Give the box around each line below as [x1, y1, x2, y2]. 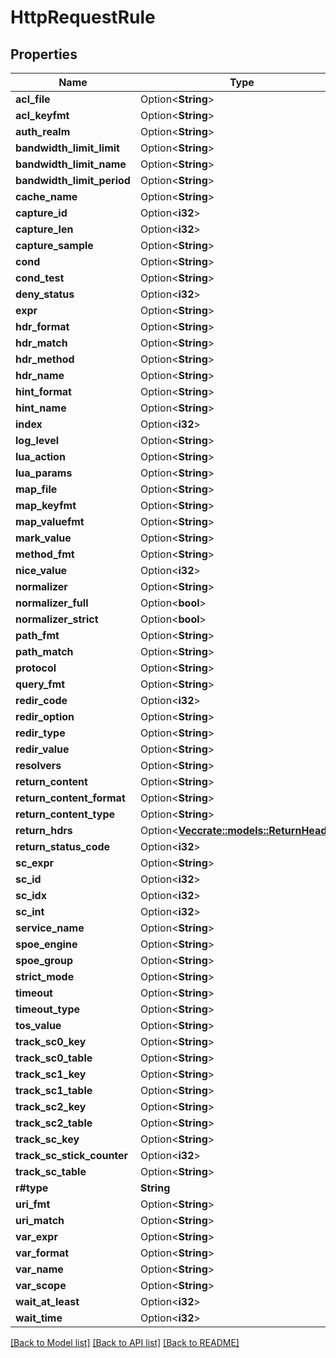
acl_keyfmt [15, 109, 70, 122]
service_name [15, 921, 85, 935]
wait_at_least [15, 1295, 80, 1308]
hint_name [15, 401, 67, 415]
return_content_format [15, 791, 126, 805]
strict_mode [15, 970, 75, 983]
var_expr [15, 1230, 58, 1243]
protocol [15, 661, 57, 675]
